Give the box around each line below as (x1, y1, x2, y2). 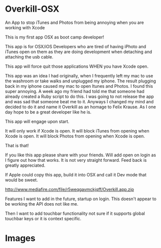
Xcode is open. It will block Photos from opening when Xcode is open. (5, 133, 145, 139)
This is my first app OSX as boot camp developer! (5, 34, 104, 40)
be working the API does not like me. (5, 201, 79, 207)
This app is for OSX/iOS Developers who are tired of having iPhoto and (5, 43, 146, 49)
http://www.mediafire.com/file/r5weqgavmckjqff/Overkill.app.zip (5, 186, 134, 192)
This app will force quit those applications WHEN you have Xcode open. (5, 63, 149, 69)
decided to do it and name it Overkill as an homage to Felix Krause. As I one (5, 104, 156, 110)
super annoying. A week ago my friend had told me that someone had (5, 88, 145, 94)
